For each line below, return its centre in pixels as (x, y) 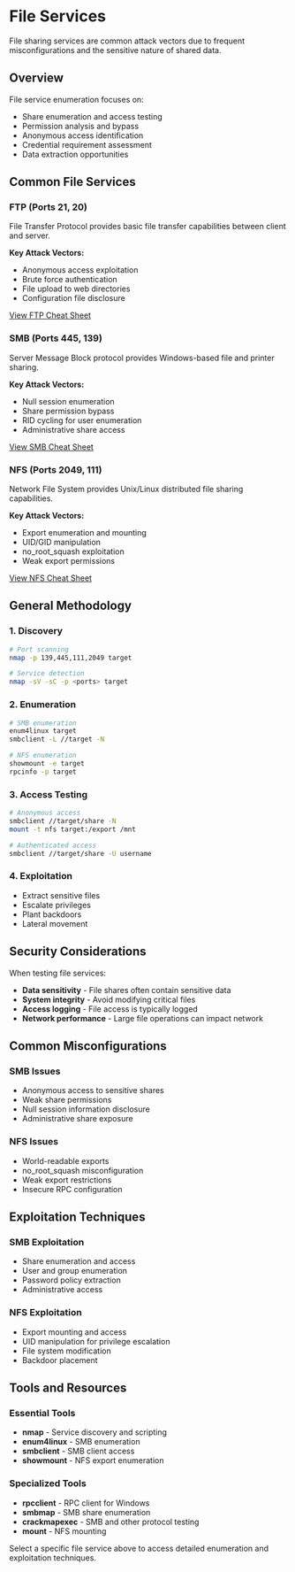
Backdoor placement (60, 1360)
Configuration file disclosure (73, 298)
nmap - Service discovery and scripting (95, 1432)
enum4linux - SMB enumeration (81, 1442)
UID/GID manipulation (61, 543)
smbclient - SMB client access (78, 1451)
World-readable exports (65, 1160)
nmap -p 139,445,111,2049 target (71, 658)
